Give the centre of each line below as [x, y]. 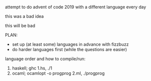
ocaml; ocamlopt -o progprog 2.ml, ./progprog [58, 73]
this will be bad [20, 26]
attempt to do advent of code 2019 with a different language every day [76, 7]
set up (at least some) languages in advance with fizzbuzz [70, 44]
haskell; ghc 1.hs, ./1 [32, 68]
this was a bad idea [25, 16]
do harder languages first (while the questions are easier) [69, 49]
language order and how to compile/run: [45, 59]
